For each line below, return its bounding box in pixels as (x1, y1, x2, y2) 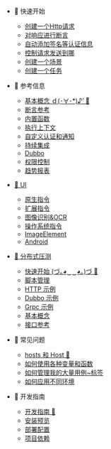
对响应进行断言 (24, 31, 69, 39)
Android (24, 237, 48, 246)
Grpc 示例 (24, 303, 54, 311)
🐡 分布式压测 (13, 252, 52, 260)
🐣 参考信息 (13, 82, 45, 90)
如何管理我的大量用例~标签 (24, 369, 104, 377)
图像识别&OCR (24, 213, 67, 221)
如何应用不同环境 (24, 377, 75, 386)
